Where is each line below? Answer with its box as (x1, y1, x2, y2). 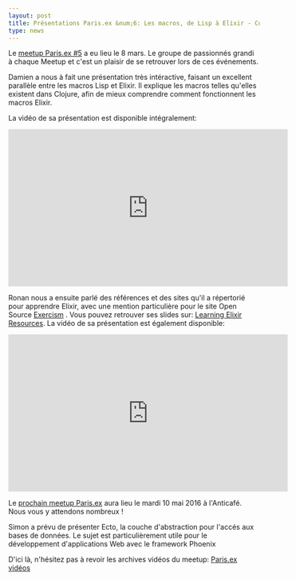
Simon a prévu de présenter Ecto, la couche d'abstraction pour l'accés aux (8, 522, 255, 532)
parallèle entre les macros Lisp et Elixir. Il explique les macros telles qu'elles (8, 81, 257, 90)
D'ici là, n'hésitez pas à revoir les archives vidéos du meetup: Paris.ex (8, 554, 238, 564)
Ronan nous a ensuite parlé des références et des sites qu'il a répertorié (8, 293, 246, 303)
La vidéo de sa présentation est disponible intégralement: (8, 113, 197, 123)
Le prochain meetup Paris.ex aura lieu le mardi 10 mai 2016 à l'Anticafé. (8, 499, 242, 508)
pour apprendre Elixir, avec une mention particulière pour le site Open (8, 301, 237, 312)
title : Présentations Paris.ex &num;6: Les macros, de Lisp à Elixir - (8, 19, 251, 27)
